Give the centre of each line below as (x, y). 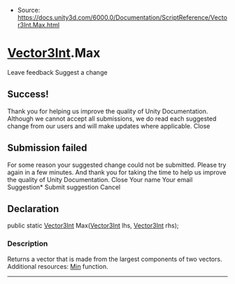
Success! (28, 95)
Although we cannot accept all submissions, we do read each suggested (112, 119)
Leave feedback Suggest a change (57, 72)
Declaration (33, 209)
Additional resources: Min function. (58, 266)
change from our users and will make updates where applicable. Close (109, 126)
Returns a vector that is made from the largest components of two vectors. (115, 259)
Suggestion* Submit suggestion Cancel (64, 187)
